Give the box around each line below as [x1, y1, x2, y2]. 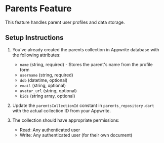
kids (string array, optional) [19, 93, 76, 99]
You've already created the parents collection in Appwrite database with [12, 46, 160, 52]
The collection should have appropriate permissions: [12, 117, 120, 123]
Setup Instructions [5, 34, 64, 42]
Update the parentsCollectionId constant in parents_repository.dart [12, 102, 155, 108]
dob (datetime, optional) [19, 77, 68, 83]
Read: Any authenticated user [19, 127, 81, 133]
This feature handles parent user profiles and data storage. [5, 19, 125, 25]
